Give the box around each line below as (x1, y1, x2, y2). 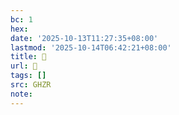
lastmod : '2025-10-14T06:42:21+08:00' (10, 42, 172, 53)
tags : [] (10, 71, 47, 81)
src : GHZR (10, 80, 52, 90)
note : (10, 89, 33, 99)
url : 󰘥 (10, 61, 38, 71)
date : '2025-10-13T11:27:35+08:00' (10, 33, 159, 43)
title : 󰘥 (10, 52, 47, 62)
